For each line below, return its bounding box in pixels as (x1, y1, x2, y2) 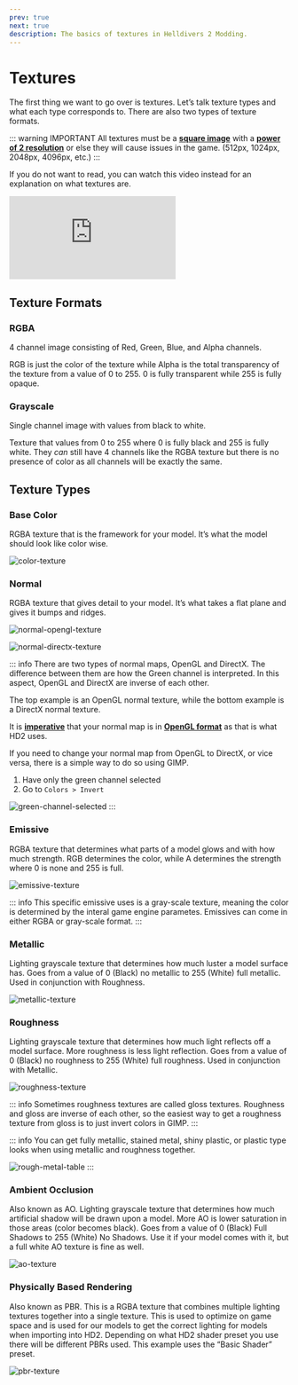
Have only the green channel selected (21, 775, 161, 785)
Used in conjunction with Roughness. (9, 977, 145, 988)
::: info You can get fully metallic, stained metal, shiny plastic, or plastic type (9, 1135, 286, 1145)
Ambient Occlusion (9, 1184, 94, 1196)
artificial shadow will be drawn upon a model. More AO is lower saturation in (9, 1213, 287, 1224)
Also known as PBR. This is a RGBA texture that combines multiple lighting (9, 1301, 281, 1311)
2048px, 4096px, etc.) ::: (9, 152, 100, 162)
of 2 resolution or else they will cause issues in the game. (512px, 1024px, (9, 143, 280, 153)
